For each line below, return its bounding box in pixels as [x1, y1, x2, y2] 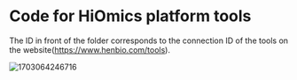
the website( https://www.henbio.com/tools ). [9, 44, 171, 55]
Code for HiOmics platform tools [9, 6, 252, 26]
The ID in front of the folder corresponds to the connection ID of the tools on [9, 35, 289, 46]
